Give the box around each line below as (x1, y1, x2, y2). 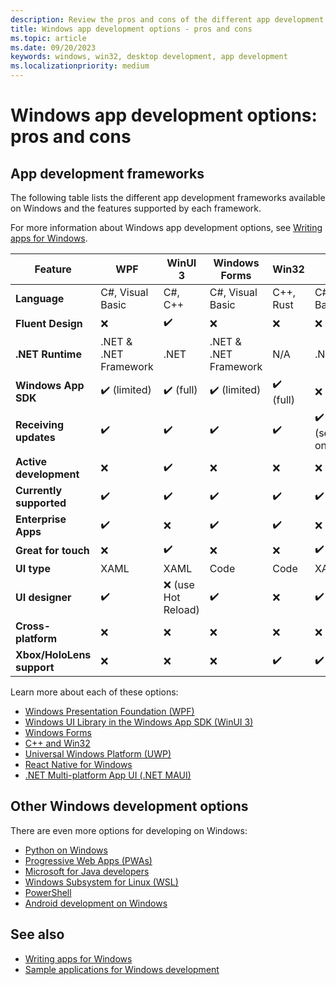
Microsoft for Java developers (24, 865, 150, 877)
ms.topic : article (10, 33, 87, 43)
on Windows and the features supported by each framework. (10, 202, 262, 214)
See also (10, 926, 65, 943)
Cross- (15, 619, 52, 633)
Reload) (163, 603, 200, 616)
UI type (15, 562, 51, 575)
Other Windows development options (10, 798, 249, 815)
